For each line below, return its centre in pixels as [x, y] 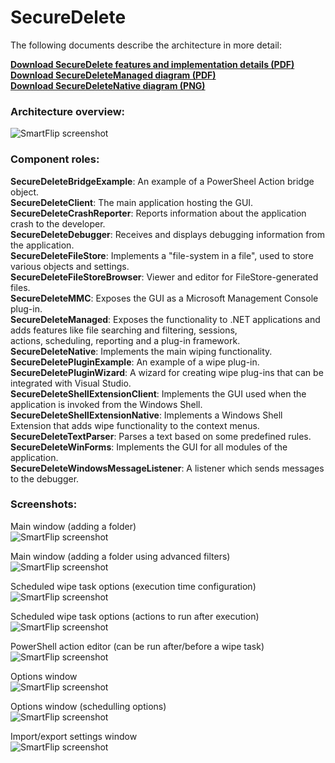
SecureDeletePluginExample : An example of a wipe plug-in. [135, 362]
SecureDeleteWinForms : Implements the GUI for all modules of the [149, 447]
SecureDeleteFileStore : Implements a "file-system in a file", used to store [162, 255]
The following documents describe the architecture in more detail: [146, 45]
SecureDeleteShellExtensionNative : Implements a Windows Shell [146, 415]
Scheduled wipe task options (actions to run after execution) [135, 616]
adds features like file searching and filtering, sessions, [124, 330]
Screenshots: [44, 504]
